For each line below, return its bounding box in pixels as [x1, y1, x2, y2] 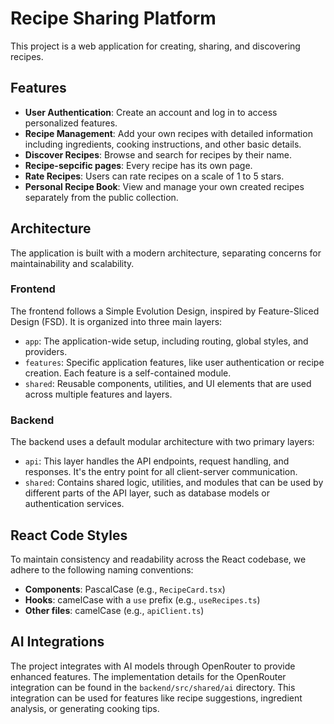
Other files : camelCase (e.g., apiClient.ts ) [24, 604, 205, 616]
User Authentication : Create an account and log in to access [24, 106, 278, 118]
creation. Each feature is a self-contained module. [24, 367, 232, 379]
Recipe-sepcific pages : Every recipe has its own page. [24, 159, 253, 171]
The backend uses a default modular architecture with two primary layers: [10, 436, 315, 448]
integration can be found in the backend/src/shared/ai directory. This [10, 681, 296, 693]
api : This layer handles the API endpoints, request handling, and [24, 455, 290, 467]
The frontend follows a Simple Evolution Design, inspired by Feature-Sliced [10, 305, 320, 317]
